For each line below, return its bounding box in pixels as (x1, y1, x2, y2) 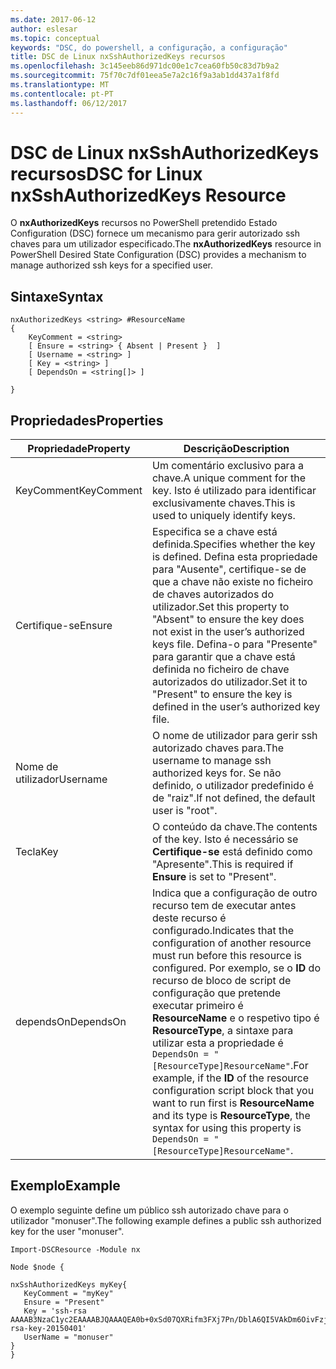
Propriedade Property (27, 442, 131, 456)
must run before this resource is (151, 949, 302, 963)
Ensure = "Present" (23, 1297, 105, 1307)
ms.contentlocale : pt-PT (10, 89, 114, 99)
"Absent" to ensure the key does (151, 612, 305, 626)
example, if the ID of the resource (151, 1071, 309, 1085)
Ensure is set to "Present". (151, 870, 277, 884)
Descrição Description (183, 442, 290, 456)
